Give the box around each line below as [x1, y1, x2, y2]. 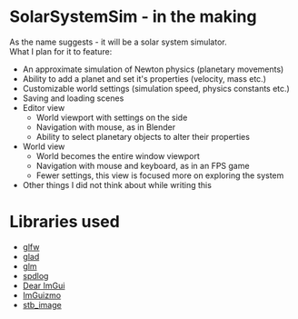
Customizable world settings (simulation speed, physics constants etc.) [22, 83, 291, 94]
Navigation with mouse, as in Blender [35, 121, 175, 133]
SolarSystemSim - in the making [9, 6, 257, 27]
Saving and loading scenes [22, 93, 124, 104]
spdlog [22, 270, 49, 281]
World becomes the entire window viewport [35, 150, 200, 161]
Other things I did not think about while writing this [22, 179, 212, 190]
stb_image [22, 299, 62, 310]
